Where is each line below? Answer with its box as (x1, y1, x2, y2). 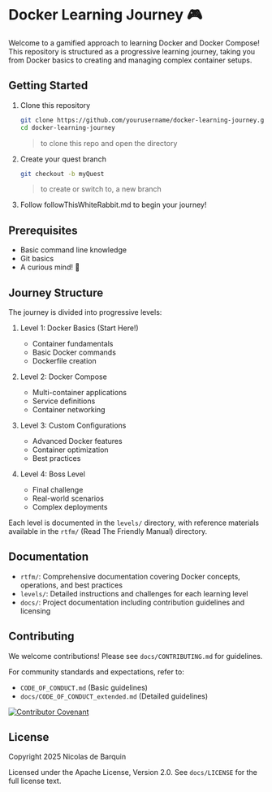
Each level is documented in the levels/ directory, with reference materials (8, 518, 260, 527)
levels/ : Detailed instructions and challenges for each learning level (19, 588, 249, 598)
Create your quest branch (19, 154, 107, 164)
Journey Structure (8, 286, 104, 299)
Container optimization (32, 445, 109, 454)
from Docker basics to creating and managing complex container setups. (8, 55, 253, 65)
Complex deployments (32, 502, 108, 511)
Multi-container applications (32, 388, 127, 397)
